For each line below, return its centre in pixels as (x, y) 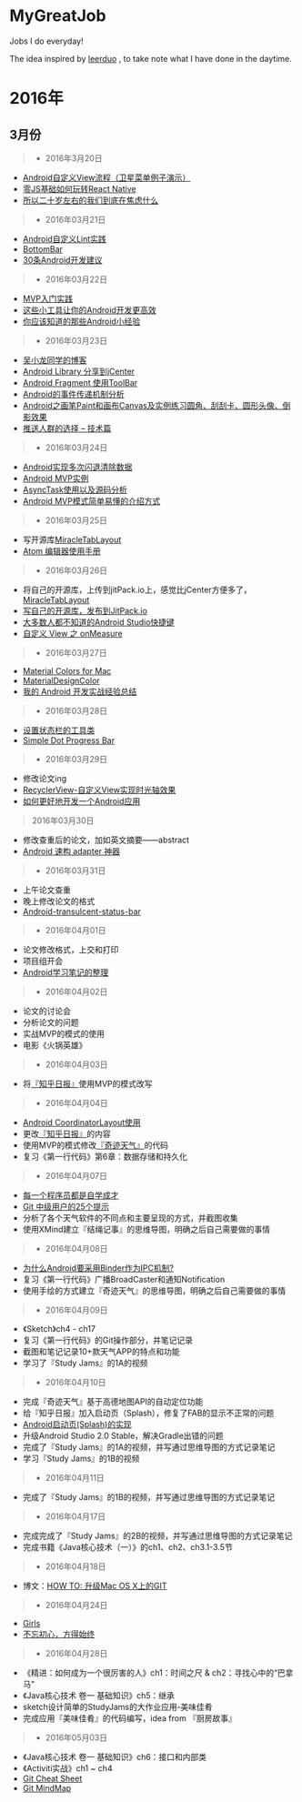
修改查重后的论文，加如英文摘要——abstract (106, 840)
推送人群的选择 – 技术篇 (67, 428)
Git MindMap (47, 1787)
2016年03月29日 (76, 759)
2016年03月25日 (76, 520)
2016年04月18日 (75, 1566)
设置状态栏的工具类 (59, 730)
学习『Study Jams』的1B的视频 (81, 1458)
